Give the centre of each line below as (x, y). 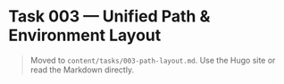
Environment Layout (85, 35)
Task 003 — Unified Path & (109, 17)
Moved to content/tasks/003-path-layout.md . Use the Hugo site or (153, 60)
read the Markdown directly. (82, 70)
